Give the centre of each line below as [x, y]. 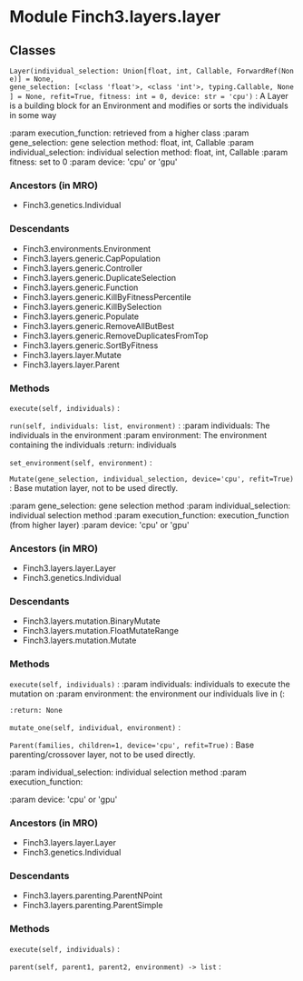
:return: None [36, 710]
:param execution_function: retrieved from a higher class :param [129, 133]
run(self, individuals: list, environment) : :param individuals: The [140, 425]
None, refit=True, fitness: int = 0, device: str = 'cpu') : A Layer [157, 96]
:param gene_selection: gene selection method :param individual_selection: [150, 506]
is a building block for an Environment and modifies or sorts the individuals [149, 105]
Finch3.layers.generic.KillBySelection [92, 306]
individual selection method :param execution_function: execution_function [149, 515]
